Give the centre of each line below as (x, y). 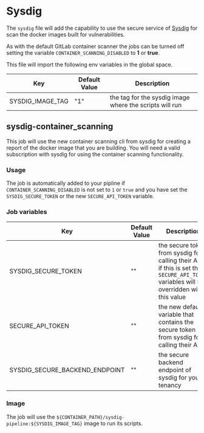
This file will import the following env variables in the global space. (90, 64)
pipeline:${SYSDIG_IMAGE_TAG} (45, 424)
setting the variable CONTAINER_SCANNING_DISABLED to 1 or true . (83, 52)
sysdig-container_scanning (60, 127)
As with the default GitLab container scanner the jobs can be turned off (95, 46)
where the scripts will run (146, 105)
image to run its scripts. (113, 423)
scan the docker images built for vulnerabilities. (66, 34)
